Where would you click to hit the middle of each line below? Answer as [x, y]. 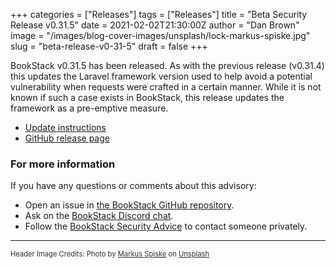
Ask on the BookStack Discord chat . [99, 216]
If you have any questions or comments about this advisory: [133, 186]
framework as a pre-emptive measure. [89, 108]
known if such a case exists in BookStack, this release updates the [147, 97]
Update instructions [65, 127]
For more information [63, 164]
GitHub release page [67, 138]
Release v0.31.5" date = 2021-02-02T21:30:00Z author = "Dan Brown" [155, 25]
